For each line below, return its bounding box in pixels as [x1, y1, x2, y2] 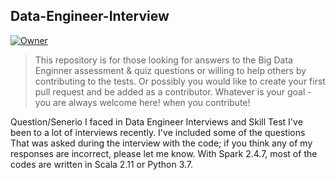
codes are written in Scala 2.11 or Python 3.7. [10, 158, 194, 170]
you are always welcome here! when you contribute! [34, 96, 251, 108]
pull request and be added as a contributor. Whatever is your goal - [34, 85, 312, 98]
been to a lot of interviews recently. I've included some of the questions [10, 126, 306, 138]
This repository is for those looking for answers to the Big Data [34, 54, 293, 66]
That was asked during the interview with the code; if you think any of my [10, 137, 313, 149]
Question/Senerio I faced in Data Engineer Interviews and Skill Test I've [10, 115, 303, 128]
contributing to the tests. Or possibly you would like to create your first [34, 75, 326, 87]
